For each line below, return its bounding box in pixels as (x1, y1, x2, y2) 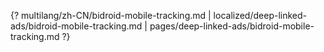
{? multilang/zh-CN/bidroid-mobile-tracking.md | (10, 10, 212, 21)
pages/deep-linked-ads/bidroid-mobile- (149, 20, 315, 32)
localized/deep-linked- (213, 10, 307, 21)
